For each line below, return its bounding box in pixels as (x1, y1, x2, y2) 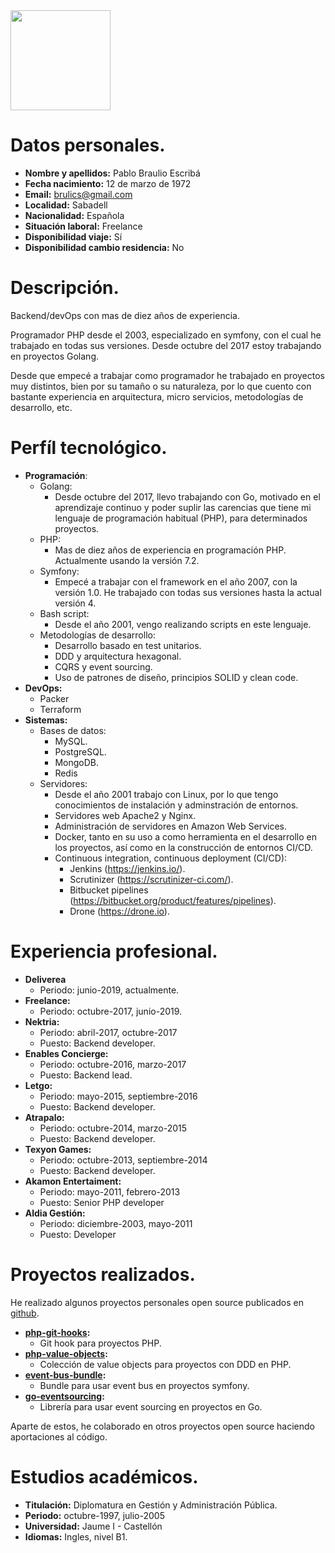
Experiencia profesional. (10, 940, 218, 963)
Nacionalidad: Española (24, 209, 125, 221)
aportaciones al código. (10, 1430, 108, 1443)
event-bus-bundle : (24, 1369, 107, 1381)
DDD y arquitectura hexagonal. (54, 650, 182, 662)
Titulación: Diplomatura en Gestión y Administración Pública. (24, 1499, 278, 1511)
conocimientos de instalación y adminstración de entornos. (54, 799, 299, 811)
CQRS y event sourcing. (54, 660, 153, 673)
